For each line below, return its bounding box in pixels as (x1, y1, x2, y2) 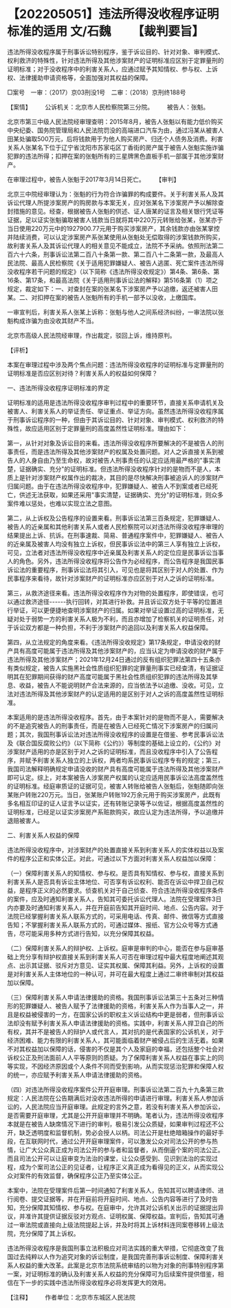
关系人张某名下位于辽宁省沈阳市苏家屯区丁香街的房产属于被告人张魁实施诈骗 (7, 143, 224, 152)
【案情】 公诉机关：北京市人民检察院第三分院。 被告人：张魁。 (7, 103, 210, 111)
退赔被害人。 (7, 816, 43, 825)
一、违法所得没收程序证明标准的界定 (7, 383, 110, 392)
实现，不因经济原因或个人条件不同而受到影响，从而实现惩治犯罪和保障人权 (12, 1062, 224, 1070)
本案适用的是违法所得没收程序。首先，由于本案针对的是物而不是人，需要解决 (7, 713, 224, 721)
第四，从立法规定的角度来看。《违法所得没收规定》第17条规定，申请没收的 (7, 638, 215, 646)
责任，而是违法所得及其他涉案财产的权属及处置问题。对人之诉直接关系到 (12, 447, 218, 456)
